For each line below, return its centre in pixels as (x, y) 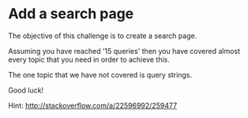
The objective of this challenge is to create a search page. (103, 36)
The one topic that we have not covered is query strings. (100, 74)
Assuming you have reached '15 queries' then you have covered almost (124, 51)
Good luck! (26, 90)
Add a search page (71, 14)
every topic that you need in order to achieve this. (89, 59)
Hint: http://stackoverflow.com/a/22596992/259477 (93, 105)
